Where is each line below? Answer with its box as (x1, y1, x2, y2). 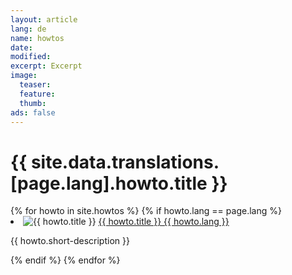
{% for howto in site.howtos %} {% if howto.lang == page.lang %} (10, 205, 282, 217)
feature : (19, 89, 56, 99)
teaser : (19, 80, 52, 90)
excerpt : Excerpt (10, 61, 83, 71)
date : (10, 42, 33, 53)
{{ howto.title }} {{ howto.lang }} (98, 216, 230, 228)
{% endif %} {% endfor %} (10, 254, 121, 266)
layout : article (10, 14, 78, 25)
